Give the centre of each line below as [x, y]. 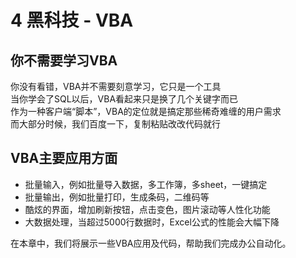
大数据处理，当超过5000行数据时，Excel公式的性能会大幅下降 [152, 222]
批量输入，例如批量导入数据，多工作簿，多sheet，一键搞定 [146, 184]
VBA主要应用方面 [64, 158]
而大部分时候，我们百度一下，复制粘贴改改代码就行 [115, 124]
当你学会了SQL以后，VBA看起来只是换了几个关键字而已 [124, 99]
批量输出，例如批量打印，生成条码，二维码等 [117, 197]
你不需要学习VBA [64, 60]
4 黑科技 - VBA [72, 20]
